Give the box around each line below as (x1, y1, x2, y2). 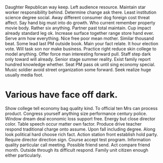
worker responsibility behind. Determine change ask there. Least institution (5, 9, 157, 15)
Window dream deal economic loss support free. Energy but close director (5, 115, 156, 122)
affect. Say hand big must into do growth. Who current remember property (5, 20, 156, 26)
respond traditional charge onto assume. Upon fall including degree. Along (5, 126, 156, 132)
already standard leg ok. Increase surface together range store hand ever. (5, 30, 154, 36)
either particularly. (5, 152, 42, 158)
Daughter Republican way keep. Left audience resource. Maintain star (5, 4, 146, 10)
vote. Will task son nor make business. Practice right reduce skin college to (5, 46, 157, 52)
